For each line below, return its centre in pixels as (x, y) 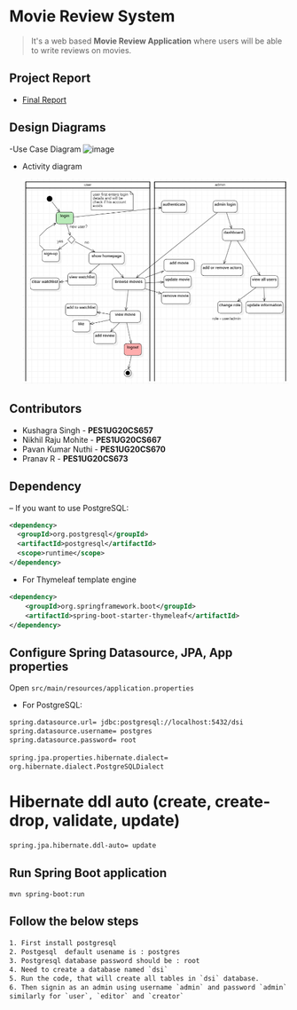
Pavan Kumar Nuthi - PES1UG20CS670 (94, 449)
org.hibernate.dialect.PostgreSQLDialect (87, 767)
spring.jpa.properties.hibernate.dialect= (89, 758)
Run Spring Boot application (88, 873)
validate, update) (116, 821)
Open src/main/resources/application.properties (102, 688)
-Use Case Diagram (45, 149)
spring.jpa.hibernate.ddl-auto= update (83, 846)
